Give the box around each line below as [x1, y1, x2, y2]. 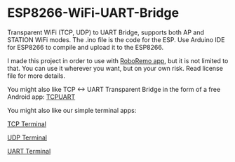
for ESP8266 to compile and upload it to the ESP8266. [7, 43, 163, 51]
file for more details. [7, 72, 65, 80]
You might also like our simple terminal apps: [7, 106, 137, 114]
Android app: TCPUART [7, 93, 76, 101]
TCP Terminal [7, 119, 47, 128]
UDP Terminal [7, 133, 48, 142]
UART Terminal [7, 147, 51, 155]
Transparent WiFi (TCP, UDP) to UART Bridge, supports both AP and [7, 28, 205, 36]
